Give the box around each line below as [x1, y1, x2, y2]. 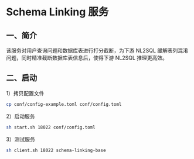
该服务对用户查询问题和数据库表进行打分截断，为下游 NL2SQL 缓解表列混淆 [6, 47, 189, 54]
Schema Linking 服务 [6, 5, 109, 19]
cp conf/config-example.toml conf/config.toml [6, 101, 122, 107]
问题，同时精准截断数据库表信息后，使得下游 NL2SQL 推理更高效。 [6, 54, 168, 61]
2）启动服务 [6, 112, 35, 120]
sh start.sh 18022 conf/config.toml [6, 124, 96, 130]
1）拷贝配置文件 [6, 89, 45, 96]
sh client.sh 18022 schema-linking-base [6, 147, 107, 153]
